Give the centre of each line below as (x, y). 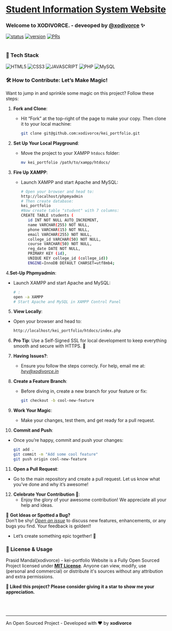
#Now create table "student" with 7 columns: (70, 211)
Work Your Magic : (33, 411)
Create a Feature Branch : (40, 381)
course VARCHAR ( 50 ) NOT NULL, (60, 244)
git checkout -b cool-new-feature (57, 401)
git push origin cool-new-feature (50, 459)
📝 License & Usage (29, 549)
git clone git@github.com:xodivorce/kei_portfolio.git (80, 134)
